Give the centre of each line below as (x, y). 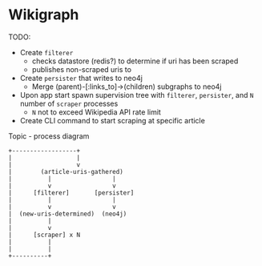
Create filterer (46, 52)
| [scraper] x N (44, 235)
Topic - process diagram (49, 136)
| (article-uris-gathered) (66, 171)
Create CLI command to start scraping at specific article (113, 120)
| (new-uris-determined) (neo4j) (68, 214)
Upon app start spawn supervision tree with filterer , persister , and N (137, 95)
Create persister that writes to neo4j (81, 78)
